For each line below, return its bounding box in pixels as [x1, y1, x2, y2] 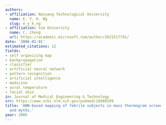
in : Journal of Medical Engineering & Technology [5, 94, 110, 99]
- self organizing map [5, 53, 52, 58]
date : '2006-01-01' [5, 39, 45, 44]
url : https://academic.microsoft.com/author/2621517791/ [9, 35, 129, 40]
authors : [5, 7, 23, 12]
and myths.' [9, 108, 35, 113]
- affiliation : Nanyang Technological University [5, 12, 110, 17]
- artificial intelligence [5, 76, 61, 81]
